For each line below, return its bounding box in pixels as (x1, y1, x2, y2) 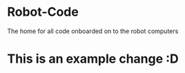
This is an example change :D (7, 51, 179, 67)
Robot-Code (7, 4, 79, 20)
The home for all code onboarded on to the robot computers (7, 27, 179, 35)
